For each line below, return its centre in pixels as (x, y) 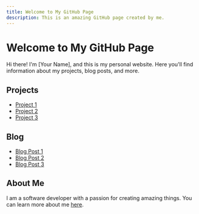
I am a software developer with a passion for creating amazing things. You (99, 198)
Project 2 (26, 111)
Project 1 (26, 105)
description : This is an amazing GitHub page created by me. (86, 18)
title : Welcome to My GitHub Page (50, 12)
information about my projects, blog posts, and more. (73, 71)
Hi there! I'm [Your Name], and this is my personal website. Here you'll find (100, 64)
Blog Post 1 (29, 151)
